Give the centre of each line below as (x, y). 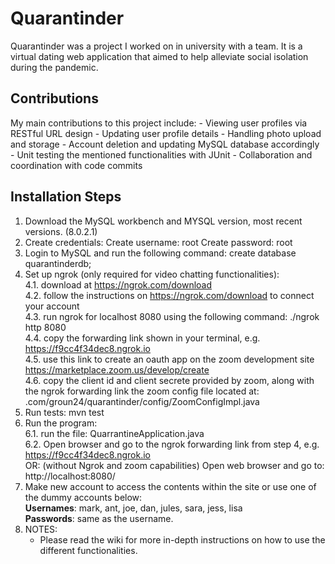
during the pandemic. (54, 67)
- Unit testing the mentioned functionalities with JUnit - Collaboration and (161, 154)
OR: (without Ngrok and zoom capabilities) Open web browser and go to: (174, 465)
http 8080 (45, 327)
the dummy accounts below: (83, 497)
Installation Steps (66, 197)
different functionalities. (88, 550)
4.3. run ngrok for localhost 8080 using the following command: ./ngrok (172, 316)
